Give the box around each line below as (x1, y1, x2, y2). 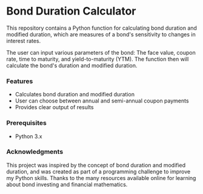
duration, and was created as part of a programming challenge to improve (6, 168, 191, 175)
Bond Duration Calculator (6, 4, 136, 18)
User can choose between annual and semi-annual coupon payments (15, 97, 189, 104)
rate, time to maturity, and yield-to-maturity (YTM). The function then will (6, 55, 189, 62)
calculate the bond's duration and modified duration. (6, 62, 138, 69)
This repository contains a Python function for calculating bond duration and (6, 24, 197, 32)
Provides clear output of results (15, 104, 94, 111)
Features (6, 77, 33, 85)
